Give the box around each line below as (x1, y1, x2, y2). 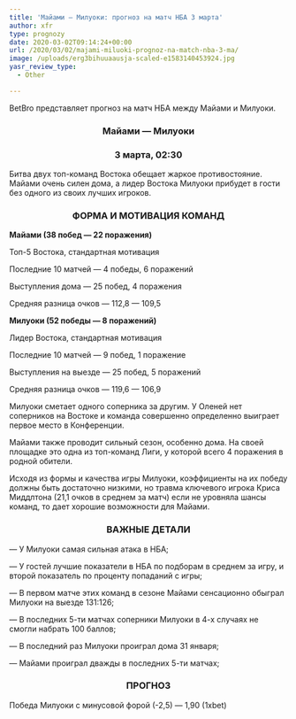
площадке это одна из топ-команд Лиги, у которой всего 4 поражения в (9, 446, 284, 457)
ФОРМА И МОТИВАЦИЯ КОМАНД (72, 209, 225, 221)
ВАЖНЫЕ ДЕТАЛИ (105, 523, 192, 536)
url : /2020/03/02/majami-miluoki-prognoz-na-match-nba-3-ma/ (9, 46, 239, 55)
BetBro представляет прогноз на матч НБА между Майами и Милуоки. (9, 103, 277, 113)
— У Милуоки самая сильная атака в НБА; (9, 544, 170, 554)
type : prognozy (9, 29, 65, 38)
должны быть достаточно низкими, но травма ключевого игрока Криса (9, 483, 281, 493)
